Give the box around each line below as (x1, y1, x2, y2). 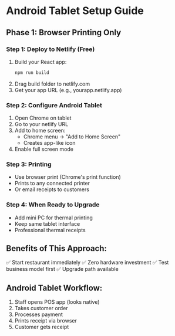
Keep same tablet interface (14, 220, 80, 227)
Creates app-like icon (23, 140, 76, 147)
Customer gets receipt (14, 324, 69, 331)
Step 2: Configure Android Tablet (6, 101, 103, 109)
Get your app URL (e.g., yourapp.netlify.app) (14, 86, 122, 93)
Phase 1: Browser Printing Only (6, 28, 122, 38)
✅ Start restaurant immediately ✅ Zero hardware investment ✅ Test (6, 259, 169, 266)
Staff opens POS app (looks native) (14, 298, 100, 306)
